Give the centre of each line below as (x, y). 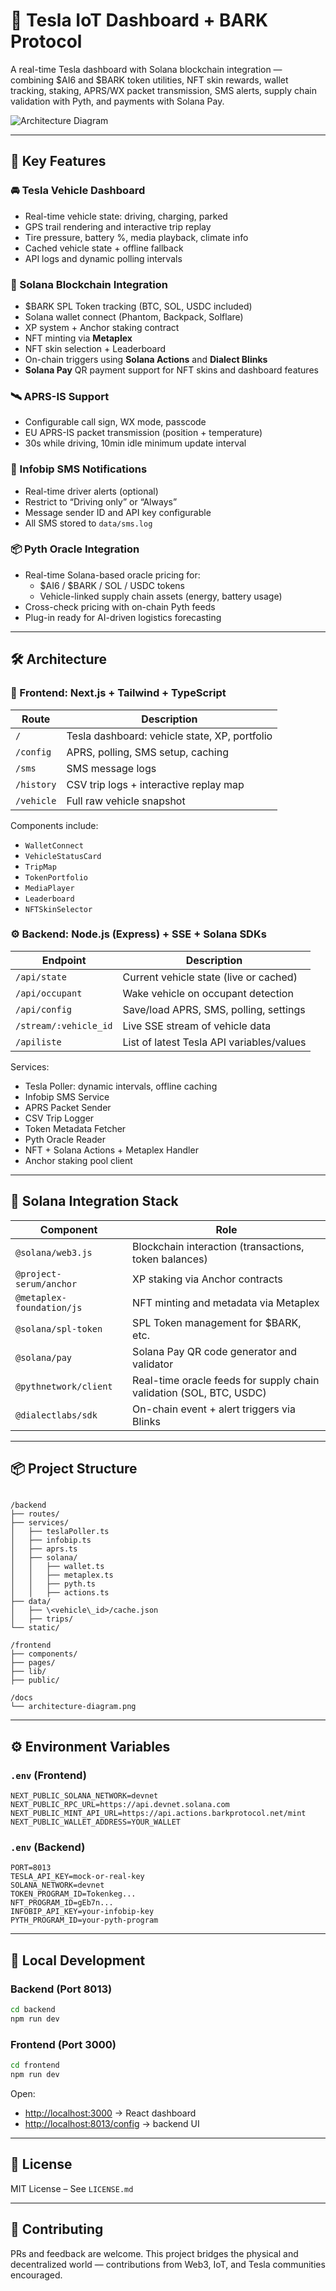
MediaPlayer (49, 888)
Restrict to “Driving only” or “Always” (101, 501)
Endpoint (64, 960)
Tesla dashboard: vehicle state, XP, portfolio (169, 736)
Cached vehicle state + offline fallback (104, 248)
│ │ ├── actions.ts (60, 1593)
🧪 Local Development (78, 1960)
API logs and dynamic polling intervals (103, 258)
